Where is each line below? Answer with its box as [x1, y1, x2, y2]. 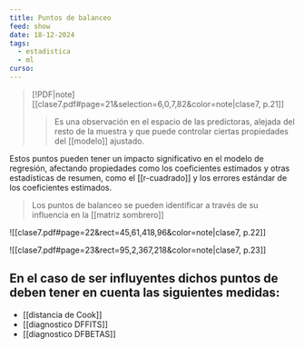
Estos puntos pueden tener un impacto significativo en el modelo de [9, 153, 265, 164]
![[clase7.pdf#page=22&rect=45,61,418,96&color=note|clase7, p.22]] [9, 226, 266, 237]
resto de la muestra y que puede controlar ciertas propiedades [54, 125, 289, 136]
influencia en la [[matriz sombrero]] [31, 209, 165, 220]
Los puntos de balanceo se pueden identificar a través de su [31, 199, 259, 210]
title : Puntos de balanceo [9, 13, 112, 23]
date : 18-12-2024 [9, 30, 75, 39]
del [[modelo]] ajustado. [54, 135, 145, 146]
